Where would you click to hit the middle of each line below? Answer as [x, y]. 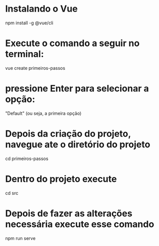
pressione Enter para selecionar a [77, 89]
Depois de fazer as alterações [69, 213]
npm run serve [20, 238]
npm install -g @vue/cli [29, 23]
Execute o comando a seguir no [72, 43]
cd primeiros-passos [27, 158]
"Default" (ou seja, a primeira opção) [43, 113]
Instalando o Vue [42, 9]
